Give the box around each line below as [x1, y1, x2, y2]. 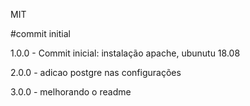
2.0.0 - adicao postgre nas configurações [10, 67, 182, 78]
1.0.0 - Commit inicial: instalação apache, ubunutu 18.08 [10, 47, 241, 59]
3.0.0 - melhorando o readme [10, 86, 132, 98]
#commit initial [10, 28, 71, 39]
